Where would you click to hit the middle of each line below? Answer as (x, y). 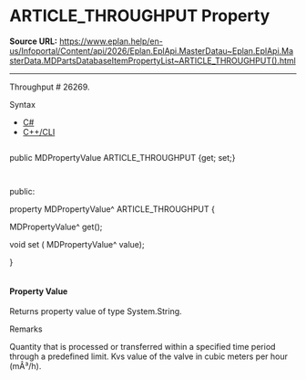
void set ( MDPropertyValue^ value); (77, 244)
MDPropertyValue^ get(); (56, 227)
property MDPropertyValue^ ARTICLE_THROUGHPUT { (112, 209)
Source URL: (33, 41)
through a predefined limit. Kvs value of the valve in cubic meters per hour (149, 356)
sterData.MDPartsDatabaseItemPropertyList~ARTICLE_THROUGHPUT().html (153, 60)
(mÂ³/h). (25, 366)
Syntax (23, 104)
